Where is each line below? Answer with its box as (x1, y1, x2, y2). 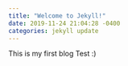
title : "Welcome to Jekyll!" (8, 11, 106, 20)
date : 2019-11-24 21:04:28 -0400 (8, 19, 121, 27)
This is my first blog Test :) (8, 49, 97, 59)
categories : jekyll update (8, 27, 99, 35)
